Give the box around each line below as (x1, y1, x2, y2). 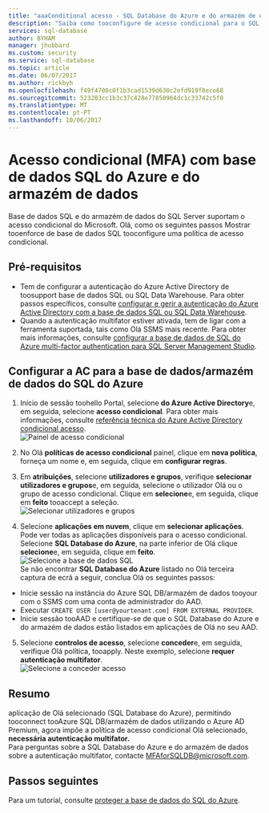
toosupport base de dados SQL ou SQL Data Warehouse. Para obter (19, 290, 245, 299)
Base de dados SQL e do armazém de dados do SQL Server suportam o (8, 211, 246, 221)
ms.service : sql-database (8, 57, 94, 65)
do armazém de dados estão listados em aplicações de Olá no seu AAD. (19, 623, 259, 632)
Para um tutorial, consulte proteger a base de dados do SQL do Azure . (8, 795, 240, 805)
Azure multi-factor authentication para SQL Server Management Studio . (19, 341, 257, 351)
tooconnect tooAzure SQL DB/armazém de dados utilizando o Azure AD (8, 717, 245, 726)
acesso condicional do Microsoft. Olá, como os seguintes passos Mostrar (8, 220, 251, 230)
